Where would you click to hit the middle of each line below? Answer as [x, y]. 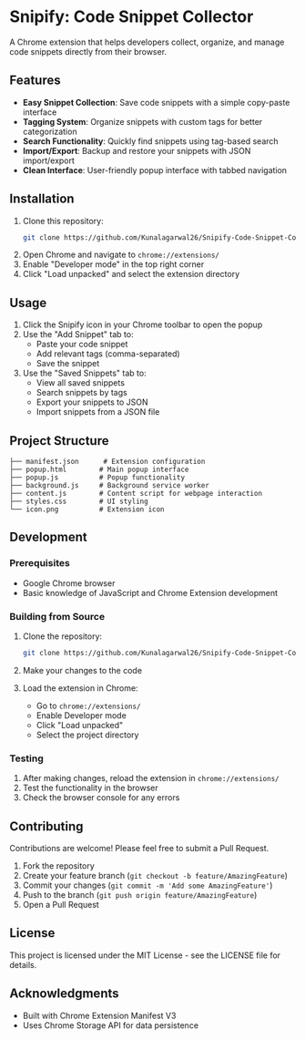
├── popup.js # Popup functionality [97, 478]
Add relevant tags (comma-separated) [108, 354]
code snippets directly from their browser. [88, 51]
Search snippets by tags [81, 393]
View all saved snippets [81, 383]
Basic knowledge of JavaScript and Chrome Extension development [150, 592]
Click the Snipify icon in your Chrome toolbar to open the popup [142, 324]
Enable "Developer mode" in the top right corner [113, 264]
